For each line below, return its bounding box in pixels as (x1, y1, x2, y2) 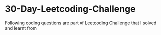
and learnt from (5, 25, 37, 31)
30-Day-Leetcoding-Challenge (5, 3, 136, 15)
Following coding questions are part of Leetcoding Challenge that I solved (5, 20, 157, 26)
